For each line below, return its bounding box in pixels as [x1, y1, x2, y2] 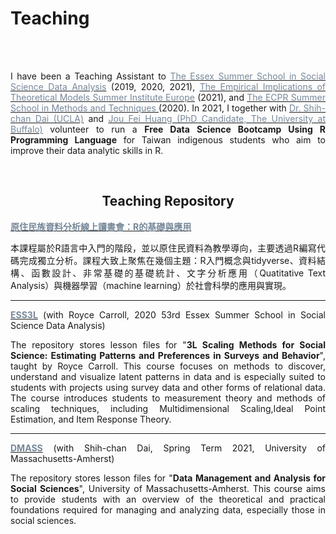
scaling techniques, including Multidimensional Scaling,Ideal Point [10, 402, 326, 414]
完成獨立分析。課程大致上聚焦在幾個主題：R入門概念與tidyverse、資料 [19, 254, 317, 266]
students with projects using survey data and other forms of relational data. [10, 381, 326, 393]
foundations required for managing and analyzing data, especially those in [10, 503, 326, 516]
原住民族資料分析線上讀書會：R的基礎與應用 [10, 220, 192, 232]
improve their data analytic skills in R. [10, 144, 164, 156]
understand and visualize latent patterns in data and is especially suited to [10, 370, 326, 382]
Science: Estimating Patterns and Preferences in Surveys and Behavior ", [10, 349, 326, 361]
